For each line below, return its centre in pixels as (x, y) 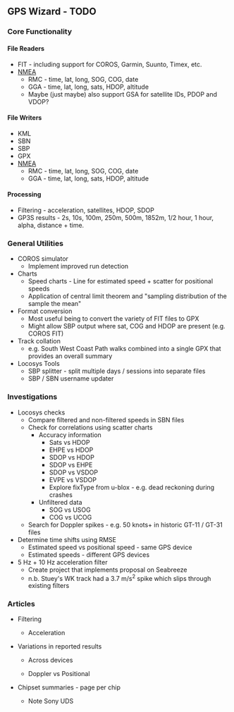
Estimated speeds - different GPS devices (89, 554)
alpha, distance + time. (51, 225)
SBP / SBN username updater (71, 379)
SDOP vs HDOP (72, 457)
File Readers (26, 48)
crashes (61, 495)
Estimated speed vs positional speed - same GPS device (110, 547)
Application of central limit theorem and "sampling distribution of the (128, 296)
